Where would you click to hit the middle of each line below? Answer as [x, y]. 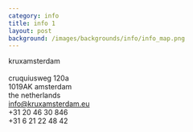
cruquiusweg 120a [39, 78]
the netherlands [35, 95]
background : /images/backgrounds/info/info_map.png [96, 38]
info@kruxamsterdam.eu [49, 104]
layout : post [30, 31]
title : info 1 [32, 23]
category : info [34, 16]
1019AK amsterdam [40, 87]
